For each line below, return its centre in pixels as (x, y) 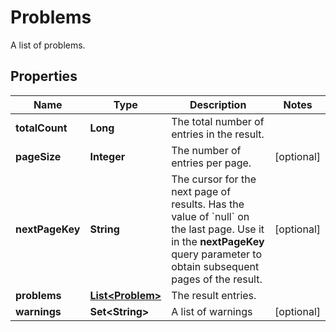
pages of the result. (217, 279)
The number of (206, 150)
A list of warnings (212, 311)
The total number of (218, 121)
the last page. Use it (218, 229)
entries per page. (211, 163)
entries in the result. (218, 134)
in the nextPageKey (218, 241)
